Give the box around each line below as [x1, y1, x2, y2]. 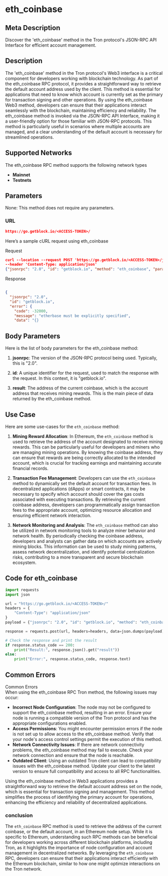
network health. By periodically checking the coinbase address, [12, 532, 144, 538]
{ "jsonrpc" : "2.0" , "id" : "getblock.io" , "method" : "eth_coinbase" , [5, 267, 151, 272]
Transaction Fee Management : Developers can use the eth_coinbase [12, 475, 156, 481]
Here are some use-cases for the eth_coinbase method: [5, 423, 120, 429]
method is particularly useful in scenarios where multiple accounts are [5, 123, 150, 129]
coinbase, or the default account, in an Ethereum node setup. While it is [5, 829, 152, 835]
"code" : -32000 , [14, 308, 48, 313]
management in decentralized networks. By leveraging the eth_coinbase [5, 850, 153, 856]
